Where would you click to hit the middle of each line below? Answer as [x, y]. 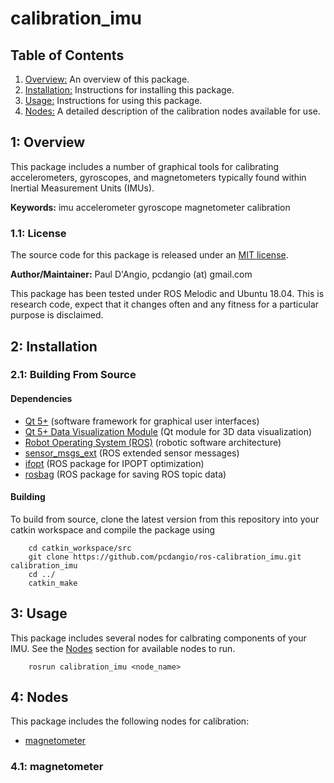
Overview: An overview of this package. [107, 79]
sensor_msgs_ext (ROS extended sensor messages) [132, 453]
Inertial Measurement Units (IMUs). [82, 188]
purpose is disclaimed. [57, 315]
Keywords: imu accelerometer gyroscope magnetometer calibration [150, 207]
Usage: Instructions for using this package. [113, 100]
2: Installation [54, 346]
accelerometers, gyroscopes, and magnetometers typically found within [158, 177]
